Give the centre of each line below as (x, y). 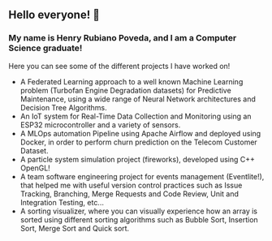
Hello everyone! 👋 (54, 15)
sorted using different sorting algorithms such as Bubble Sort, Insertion (139, 219)
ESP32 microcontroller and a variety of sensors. (100, 125)
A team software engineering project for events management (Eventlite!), (142, 176)
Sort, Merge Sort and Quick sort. (75, 228)
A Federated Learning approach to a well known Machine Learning (132, 81)
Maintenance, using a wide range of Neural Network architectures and (138, 99)
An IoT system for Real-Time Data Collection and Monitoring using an (136, 116)
